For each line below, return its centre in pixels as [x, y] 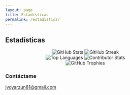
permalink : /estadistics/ [32, 19]
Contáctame [21, 76]
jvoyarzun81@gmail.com [31, 87]
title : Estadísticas [27, 15]
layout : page [19, 10]
